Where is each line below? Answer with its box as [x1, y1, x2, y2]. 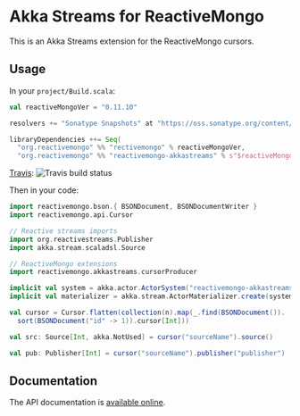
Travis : [9, 168, 34, 179]
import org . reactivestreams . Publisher [9, 235, 154, 244]
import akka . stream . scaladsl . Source [9, 243, 146, 252]
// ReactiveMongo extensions [9, 259, 118, 269]
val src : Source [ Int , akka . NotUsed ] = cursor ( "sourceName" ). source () [9, 332, 274, 341]
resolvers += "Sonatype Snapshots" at [9, 119, 154, 128]
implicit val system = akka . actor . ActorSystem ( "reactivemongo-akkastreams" [9, 284, 297, 293]
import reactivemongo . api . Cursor [9, 211, 134, 220]
